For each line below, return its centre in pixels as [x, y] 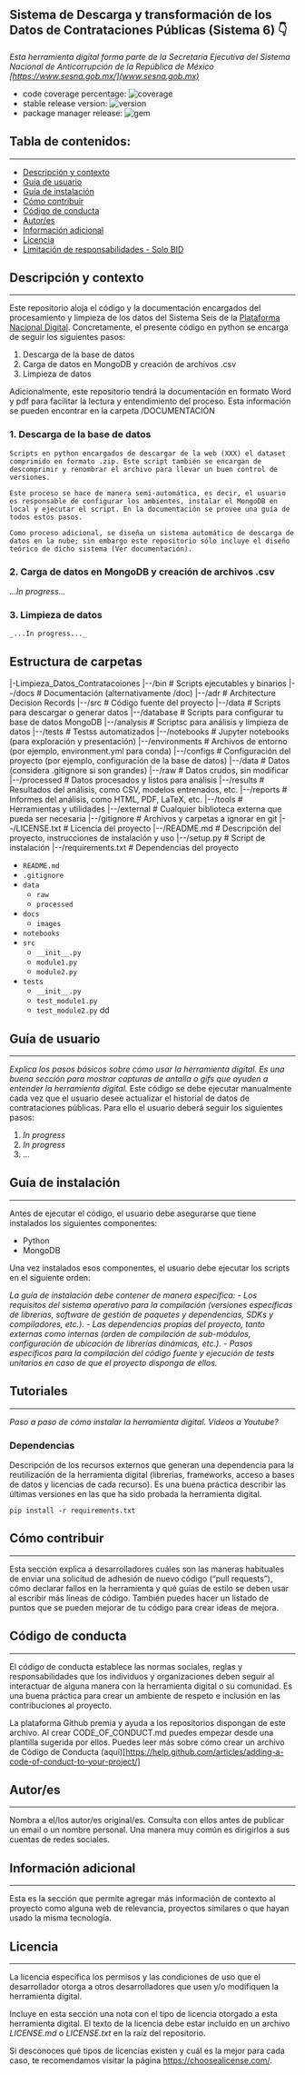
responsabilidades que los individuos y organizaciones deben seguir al [142, 1676]
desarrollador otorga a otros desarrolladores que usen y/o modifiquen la [144, 1986]
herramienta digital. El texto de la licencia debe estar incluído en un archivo [150, 2023]
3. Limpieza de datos [56, 614]
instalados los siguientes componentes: [83, 1222]
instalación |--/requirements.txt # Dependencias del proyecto [124, 848]
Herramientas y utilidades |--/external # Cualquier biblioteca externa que [146, 809]
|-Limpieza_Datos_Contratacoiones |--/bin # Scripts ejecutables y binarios [148, 683]
